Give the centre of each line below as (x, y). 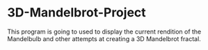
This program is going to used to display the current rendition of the (104, 32)
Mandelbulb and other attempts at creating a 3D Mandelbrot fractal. (104, 38)
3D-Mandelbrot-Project (77, 13)
